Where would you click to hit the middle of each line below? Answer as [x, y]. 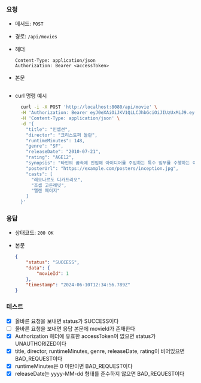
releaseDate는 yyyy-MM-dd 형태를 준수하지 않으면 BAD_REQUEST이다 [100, 374]
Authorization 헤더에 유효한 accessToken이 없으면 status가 [85, 336]
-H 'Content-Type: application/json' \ [70, 118]
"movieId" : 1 [53, 273]
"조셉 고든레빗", [49, 185]
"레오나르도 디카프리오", [57, 179]
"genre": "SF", [45, 146]
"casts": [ [39, 174]
